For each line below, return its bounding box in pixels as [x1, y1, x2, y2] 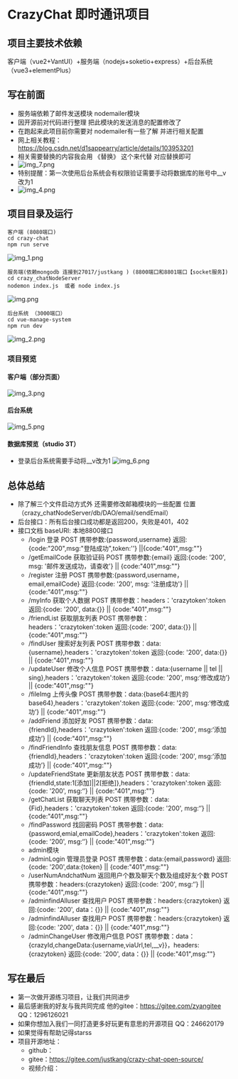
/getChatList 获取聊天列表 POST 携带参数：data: [28, 795, 170, 803]
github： [28, 1046, 54, 1054]
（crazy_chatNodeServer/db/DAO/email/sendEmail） [17, 508, 173, 517]
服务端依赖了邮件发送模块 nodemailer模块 [17, 109, 140, 117]
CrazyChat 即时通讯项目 [7, 6, 151, 23]
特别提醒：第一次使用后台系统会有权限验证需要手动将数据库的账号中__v [17, 168, 227, 177]
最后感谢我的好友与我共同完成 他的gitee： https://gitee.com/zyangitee [17, 1002, 222, 1010]
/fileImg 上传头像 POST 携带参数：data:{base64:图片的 [28, 689, 189, 698]
